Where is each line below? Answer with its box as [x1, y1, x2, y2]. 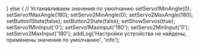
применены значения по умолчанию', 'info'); [6, 37, 120, 43]
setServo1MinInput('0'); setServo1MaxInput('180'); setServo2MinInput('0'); [6, 24, 189, 31]
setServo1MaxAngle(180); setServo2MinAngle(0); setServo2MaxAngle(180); [6, 11, 193, 18]
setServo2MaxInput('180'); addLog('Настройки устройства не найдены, [6, 30, 186, 37]
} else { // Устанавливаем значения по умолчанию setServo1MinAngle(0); [6, 5, 191, 12]
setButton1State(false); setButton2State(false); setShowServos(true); [6, 18, 175, 24]
